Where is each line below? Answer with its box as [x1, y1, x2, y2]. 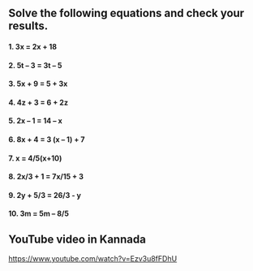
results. [8, 19, 49, 33]
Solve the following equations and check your [8, 6, 245, 20]
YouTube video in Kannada [8, 232, 146, 246]
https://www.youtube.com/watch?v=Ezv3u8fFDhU [8, 254, 178, 264]
